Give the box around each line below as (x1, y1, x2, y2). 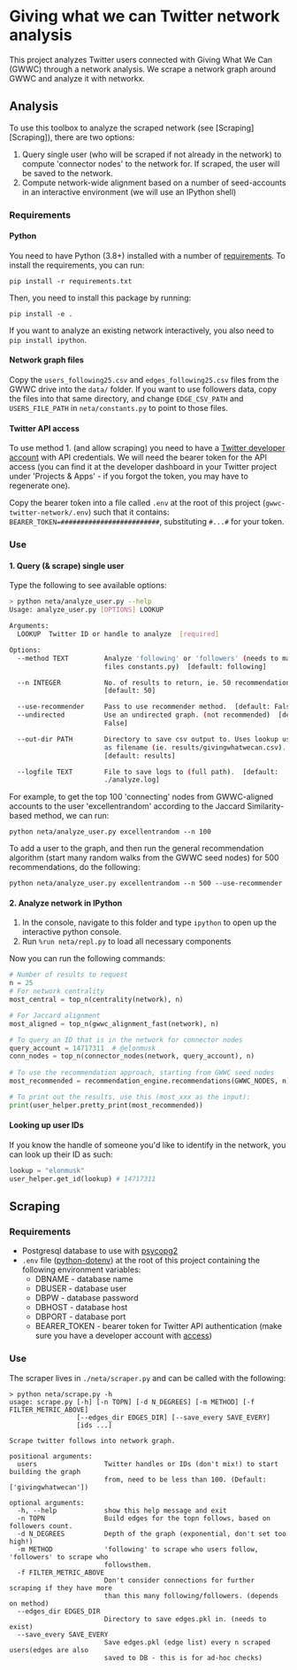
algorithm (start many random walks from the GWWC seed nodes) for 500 (9, 852, 280, 863)
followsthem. (103, 1560, 152, 1569)
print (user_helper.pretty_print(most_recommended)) (9, 1100, 203, 1109)
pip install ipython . (9, 334, 88, 345)
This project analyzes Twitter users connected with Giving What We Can (9, 54, 273, 65)
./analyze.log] (103, 775, 161, 785)
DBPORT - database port (34, 1311, 126, 1322)
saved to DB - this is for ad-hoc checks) (103, 1653, 263, 1662)
